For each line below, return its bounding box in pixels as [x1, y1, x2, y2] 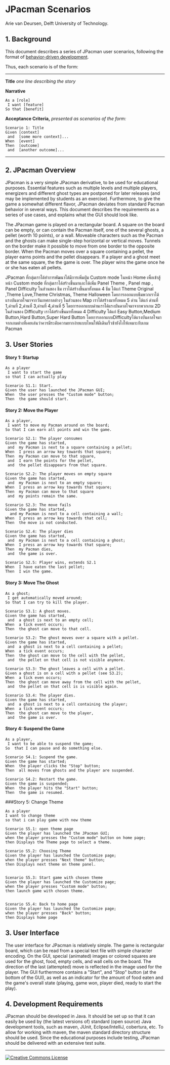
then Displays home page [5, 915, 58, 920]
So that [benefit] [5, 106, 44, 112]
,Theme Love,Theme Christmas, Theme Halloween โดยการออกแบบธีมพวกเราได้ [5, 291, 159, 297]
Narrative [5, 88, 26, 94]
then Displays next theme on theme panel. [5, 862, 96, 867]
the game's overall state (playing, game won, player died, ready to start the [5, 979, 162, 986]
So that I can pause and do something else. [5, 746, 103, 751]
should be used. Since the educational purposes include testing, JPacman [5, 1035, 160, 1041]
